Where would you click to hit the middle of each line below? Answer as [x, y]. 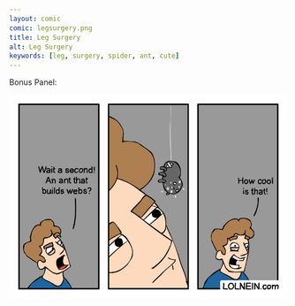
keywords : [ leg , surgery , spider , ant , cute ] [94, 56]
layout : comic [35, 19]
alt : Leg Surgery [41, 47]
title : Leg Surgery [45, 37]
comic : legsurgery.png [51, 28]
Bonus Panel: [33, 82]
